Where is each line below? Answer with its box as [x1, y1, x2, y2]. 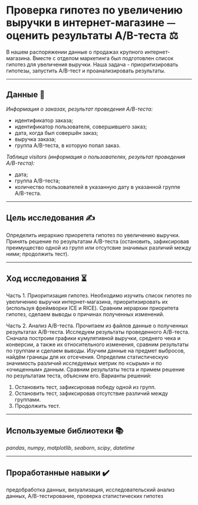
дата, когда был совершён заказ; [14, 129, 98, 136]
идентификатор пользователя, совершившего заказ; [14, 123, 147, 130]
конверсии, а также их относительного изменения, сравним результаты [6, 341, 189, 348]
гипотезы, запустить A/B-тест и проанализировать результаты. [6, 67, 166, 74]
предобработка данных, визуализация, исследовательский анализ [6, 486, 175, 493]
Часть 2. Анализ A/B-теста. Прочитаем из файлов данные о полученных [6, 322, 189, 330]
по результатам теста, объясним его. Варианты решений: [6, 372, 152, 380]
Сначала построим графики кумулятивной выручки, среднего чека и [6, 335, 181, 342]
